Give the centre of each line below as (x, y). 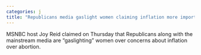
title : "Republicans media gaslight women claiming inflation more (92, 17)
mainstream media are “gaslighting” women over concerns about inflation (97, 40)
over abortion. (24, 46)
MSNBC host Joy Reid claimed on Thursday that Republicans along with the (100, 34)
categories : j (24, 12)
